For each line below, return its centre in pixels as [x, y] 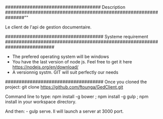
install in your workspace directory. [41, 102]
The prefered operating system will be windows [61, 57]
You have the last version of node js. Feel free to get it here [72, 62]
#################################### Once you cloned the [76, 82]
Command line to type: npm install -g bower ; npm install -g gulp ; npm [77, 96]
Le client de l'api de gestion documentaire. [49, 27]
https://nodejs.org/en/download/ [45, 67]
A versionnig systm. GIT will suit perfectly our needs [65, 72]
